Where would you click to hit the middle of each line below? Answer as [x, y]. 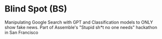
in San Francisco [22, 32]
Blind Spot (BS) [36, 9]
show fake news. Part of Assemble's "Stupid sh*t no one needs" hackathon [81, 27]
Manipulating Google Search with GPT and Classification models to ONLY [79, 22]
